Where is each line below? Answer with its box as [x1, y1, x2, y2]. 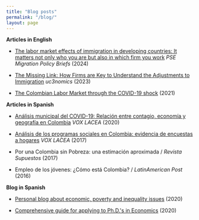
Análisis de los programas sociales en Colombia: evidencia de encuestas [14, 130, 193, 137]
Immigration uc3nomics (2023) [14, 78, 91, 85]
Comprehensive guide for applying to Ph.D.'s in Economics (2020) [14, 207, 177, 214]
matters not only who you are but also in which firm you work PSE [14, 54, 176, 61]
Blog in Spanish [6, 184, 46, 191]
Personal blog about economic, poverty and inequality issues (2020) [14, 196, 183, 203]
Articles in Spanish [6, 101, 55, 108]
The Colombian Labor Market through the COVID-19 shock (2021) [14, 90, 175, 97]
